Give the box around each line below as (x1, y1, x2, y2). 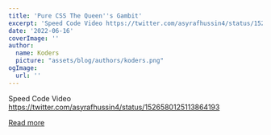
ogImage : (8, 64, 38, 72)
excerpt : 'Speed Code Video (8, 19, 103, 27)
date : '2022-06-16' (8, 27, 74, 35)
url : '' (15, 72, 42, 80)
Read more (8, 117, 45, 127)
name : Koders (15, 49, 60, 57)
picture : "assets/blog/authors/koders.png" (15, 57, 164, 65)
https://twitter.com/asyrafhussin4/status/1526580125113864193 (8, 102, 220, 112)
